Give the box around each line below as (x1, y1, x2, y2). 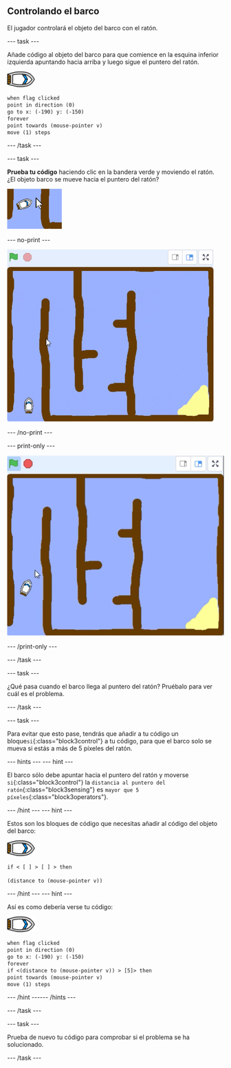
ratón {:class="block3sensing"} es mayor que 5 (7, 785, 140, 794)
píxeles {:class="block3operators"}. (7, 792, 109, 800)
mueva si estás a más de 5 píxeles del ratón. (7, 744, 133, 752)
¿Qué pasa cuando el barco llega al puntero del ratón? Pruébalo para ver (7, 682, 213, 690)
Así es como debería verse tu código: (7, 902, 113, 911)
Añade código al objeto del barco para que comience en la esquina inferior (7, 50, 219, 58)
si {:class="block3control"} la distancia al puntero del (7, 778, 166, 786)
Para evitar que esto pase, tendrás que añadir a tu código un (7, 729, 179, 738)
